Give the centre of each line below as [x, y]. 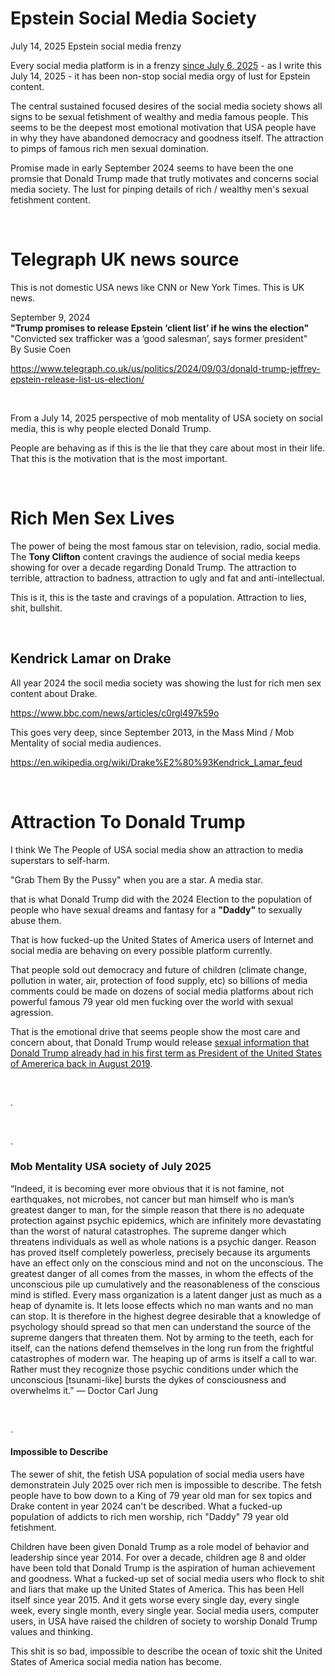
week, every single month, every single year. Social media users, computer [165, 1611]
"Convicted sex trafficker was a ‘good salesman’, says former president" [159, 338]
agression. [32, 1012]
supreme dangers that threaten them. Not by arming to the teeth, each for [162, 1337]
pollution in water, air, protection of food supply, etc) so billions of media [159, 980]
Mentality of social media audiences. [86, 743]
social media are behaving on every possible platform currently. [141, 950]
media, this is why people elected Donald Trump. [111, 428]
